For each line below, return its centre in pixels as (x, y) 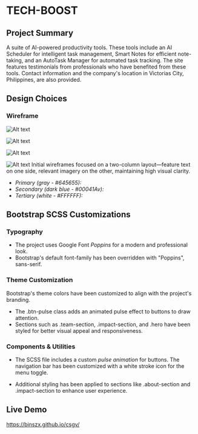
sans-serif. (28, 264)
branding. (18, 299)
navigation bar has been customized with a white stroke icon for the (100, 366)
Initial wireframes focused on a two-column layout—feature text (111, 164)
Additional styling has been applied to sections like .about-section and (103, 384)
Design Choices (37, 98)
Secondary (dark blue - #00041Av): (59, 189)
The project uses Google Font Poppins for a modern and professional (101, 245)
